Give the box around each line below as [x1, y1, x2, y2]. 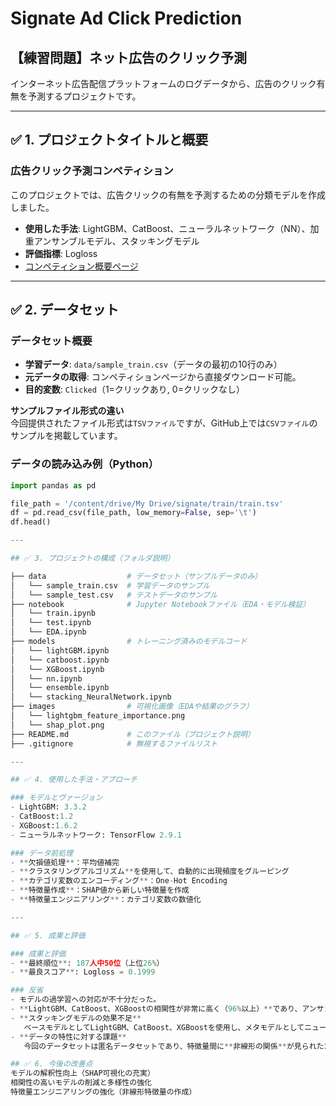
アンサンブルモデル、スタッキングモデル [33, 235, 200, 247]
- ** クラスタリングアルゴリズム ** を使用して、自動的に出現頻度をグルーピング [10, 867, 290, 877]
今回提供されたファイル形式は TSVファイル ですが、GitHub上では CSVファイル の [10, 417, 318, 429]
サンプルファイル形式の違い [10, 405, 125, 417]
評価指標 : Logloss [24, 247, 98, 259]
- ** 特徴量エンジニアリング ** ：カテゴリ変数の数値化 [10, 895, 202, 905]
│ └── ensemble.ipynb [10, 683, 110, 693]
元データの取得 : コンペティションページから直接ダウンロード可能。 [24, 371, 302, 383]
